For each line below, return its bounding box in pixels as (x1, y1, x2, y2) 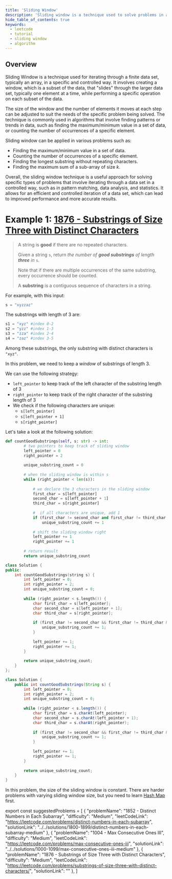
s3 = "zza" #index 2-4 (5, 331, 54, 336)
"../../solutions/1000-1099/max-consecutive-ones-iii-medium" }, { (5, 846, 143, 852)
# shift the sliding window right (32, 529, 106, 535)
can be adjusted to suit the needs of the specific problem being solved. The (5, 111, 165, 117)
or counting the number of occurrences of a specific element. (5, 127, 136, 134)
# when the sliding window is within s (24, 472, 109, 477)
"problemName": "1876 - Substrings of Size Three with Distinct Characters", (5, 852, 165, 858)
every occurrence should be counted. (17, 272, 98, 278)
